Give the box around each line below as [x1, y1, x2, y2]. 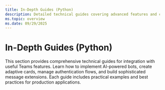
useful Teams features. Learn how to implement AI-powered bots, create [5, 63, 152, 69]
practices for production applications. [5, 79, 81, 85]
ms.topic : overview [5, 16, 45, 21]
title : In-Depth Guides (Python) [5, 7, 74, 12]
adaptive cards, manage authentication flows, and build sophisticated [5, 69, 146, 75]
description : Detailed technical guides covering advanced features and [5, 12, 157, 17]
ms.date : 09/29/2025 [5, 21, 48, 26]
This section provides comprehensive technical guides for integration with [5, 59, 155, 64]
